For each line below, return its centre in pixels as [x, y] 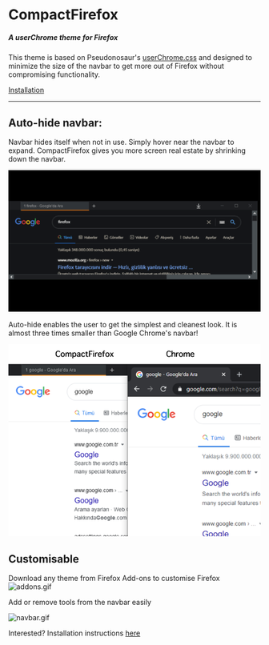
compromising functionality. [54, 74]
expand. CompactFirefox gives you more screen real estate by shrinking [127, 150]
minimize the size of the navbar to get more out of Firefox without [116, 66]
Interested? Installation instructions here [74, 633]
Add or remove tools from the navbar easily [80, 602]
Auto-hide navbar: [55, 123]
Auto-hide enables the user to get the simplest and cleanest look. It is [123, 325]
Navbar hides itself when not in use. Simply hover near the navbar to [121, 142]
